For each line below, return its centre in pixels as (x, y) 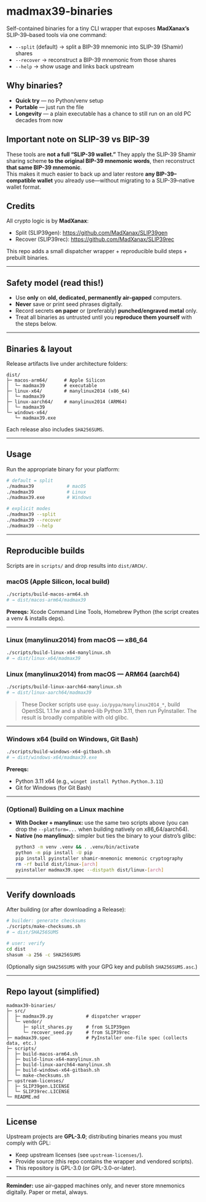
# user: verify (26, 943)
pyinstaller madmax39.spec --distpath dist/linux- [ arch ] (90, 870)
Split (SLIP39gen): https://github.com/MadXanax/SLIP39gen (91, 233)
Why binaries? (35, 86)
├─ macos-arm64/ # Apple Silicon (56, 380)
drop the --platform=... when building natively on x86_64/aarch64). (102, 829)
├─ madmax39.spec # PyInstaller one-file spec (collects (97, 1038)
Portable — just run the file (49, 107)
